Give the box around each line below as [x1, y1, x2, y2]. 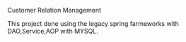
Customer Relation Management [7, 6, 101, 14]
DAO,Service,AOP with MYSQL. [7, 27, 99, 35]
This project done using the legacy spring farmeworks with [7, 20, 179, 27]
